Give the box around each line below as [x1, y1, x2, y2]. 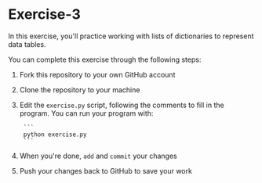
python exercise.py [23, 131, 87, 138]
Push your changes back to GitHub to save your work [19, 166, 192, 175]
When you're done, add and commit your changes [19, 151, 178, 160]
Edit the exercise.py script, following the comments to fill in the [19, 100, 225, 109]
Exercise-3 [8, 5, 81, 23]
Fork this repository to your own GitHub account [19, 70, 176, 79]
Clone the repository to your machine [19, 84, 140, 95]
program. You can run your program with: [19, 108, 154, 118]
